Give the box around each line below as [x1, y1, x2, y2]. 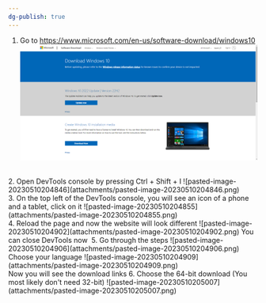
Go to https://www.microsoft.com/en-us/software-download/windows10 [19, 36, 256, 45]
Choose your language [8, 252, 83, 261]
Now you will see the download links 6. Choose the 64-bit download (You [8, 269, 248, 278]
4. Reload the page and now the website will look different [8, 218, 198, 228]
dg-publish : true [8, 13, 66, 21]
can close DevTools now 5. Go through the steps [8, 235, 169, 244]
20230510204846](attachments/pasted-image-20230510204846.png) [8, 184, 240, 194]
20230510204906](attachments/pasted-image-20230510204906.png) [8, 244, 240, 253]
